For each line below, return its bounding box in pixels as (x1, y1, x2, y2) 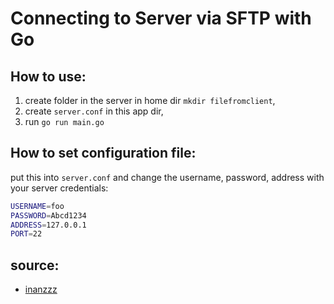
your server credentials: (10, 182, 109, 194)
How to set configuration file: (10, 145, 197, 162)
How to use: (10, 68, 87, 85)
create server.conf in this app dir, (24, 105, 164, 117)
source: (10, 257, 60, 274)
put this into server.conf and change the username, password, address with (10, 171, 325, 183)
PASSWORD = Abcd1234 (10, 210, 87, 221)
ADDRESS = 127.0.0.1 (10, 220, 87, 230)
